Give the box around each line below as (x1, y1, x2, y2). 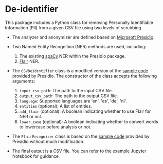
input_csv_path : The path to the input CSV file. (19, 87, 113, 93)
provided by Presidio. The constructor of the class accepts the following (12, 73, 157, 79)
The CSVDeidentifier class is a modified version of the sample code (12, 67, 148, 74)
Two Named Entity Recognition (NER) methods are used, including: (12, 43, 146, 49)
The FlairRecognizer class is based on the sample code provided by (12, 133, 150, 139)
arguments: (12, 78, 36, 84)
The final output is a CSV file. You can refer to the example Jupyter (12, 148, 146, 154)
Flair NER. (19, 58, 39, 64)
